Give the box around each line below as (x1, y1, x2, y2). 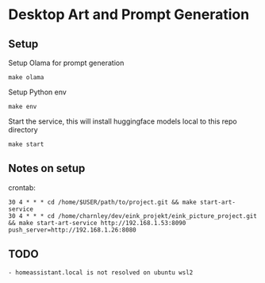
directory (8, 125, 38, 134)
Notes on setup (8, 162, 86, 175)
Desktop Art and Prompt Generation (8, 6, 250, 24)
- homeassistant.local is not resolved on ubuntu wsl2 (8, 268, 194, 277)
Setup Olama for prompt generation (8, 58, 125, 67)
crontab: (8, 182, 36, 192)
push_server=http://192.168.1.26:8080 (8, 226, 136, 234)
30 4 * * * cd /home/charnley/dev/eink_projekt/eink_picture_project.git (8, 212, 258, 220)
